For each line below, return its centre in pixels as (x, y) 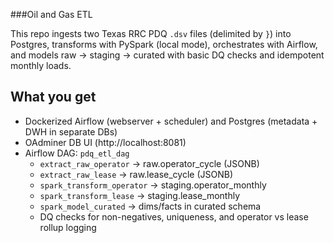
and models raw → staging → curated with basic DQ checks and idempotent (167, 55)
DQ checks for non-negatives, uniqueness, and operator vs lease (174, 216)
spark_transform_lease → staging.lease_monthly (140, 195)
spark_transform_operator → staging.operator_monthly (153, 185)
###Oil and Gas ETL (51, 14)
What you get (53, 97)
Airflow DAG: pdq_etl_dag (77, 153)
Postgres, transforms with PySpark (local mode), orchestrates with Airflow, (164, 44)
